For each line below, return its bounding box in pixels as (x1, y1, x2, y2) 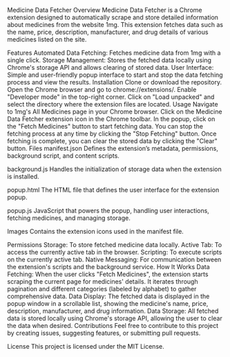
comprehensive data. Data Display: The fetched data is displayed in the (7, 292, 210, 300)
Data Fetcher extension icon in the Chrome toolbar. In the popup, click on (7, 115, 215, 123)
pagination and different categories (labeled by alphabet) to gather (7, 285, 197, 293)
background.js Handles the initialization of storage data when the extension (7, 165, 222, 173)
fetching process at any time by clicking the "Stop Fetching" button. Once (7, 129, 217, 138)
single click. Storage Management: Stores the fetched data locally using (7, 56, 212, 64)
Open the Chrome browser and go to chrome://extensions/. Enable (7, 86, 197, 93)
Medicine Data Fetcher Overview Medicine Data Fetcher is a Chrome (7, 6, 202, 14)
